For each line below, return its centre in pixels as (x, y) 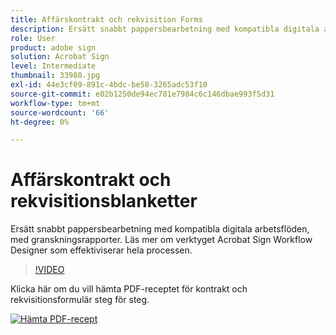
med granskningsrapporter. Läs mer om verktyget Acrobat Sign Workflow (161, 240)
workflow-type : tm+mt (55, 103)
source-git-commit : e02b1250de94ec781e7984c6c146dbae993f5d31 (142, 94)
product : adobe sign (53, 47)
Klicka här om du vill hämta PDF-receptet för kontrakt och (129, 289)
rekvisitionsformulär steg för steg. (80, 300)
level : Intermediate (53, 66)
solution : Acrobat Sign (60, 57)
